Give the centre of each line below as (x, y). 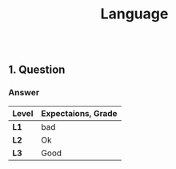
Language (134, 14)
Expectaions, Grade (79, 113)
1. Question (37, 70)
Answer (24, 93)
